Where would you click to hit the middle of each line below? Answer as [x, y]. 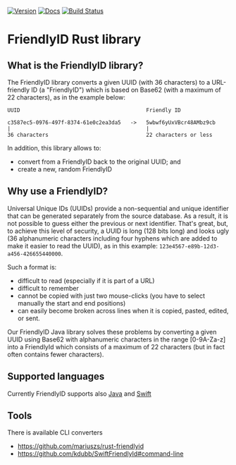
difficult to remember [48, 288]
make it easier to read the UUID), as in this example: [83, 246]
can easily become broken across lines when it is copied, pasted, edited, [123, 310]
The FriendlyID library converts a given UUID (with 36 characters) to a [109, 82]
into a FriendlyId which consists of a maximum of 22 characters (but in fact [116, 346]
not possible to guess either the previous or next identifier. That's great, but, [118, 223]
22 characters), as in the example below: [66, 97]
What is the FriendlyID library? [75, 65]
